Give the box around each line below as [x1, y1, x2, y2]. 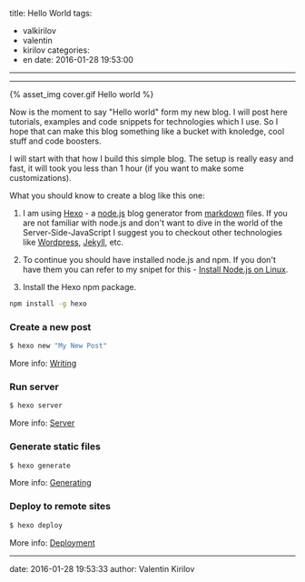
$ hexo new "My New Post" [9, 341, 107, 351]
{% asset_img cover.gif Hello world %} [9, 89, 154, 99]
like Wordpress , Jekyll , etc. [22, 236, 124, 247]
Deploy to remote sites [9, 500, 112, 513]
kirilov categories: [22, 45, 90, 55]
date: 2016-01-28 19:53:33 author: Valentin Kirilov [9, 563, 195, 574]
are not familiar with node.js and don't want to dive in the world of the [22, 217, 283, 228]
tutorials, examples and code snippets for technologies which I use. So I [9, 116, 279, 126]
